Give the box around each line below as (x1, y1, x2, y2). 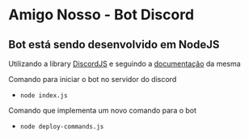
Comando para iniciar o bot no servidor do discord (8, 75, 177, 84)
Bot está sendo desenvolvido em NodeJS (8, 38, 220, 51)
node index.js (19, 92, 68, 100)
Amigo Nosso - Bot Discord (8, 6, 195, 24)
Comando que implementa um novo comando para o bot (8, 106, 196, 115)
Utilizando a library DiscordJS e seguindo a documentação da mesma (8, 59, 241, 68)
